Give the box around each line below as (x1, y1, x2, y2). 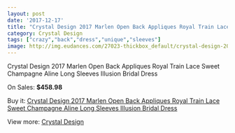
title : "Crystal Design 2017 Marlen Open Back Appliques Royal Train (7, 23, 215, 30)
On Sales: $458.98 (7, 83, 63, 91)
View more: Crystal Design (7, 118, 84, 126)
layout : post (7, 10, 45, 17)
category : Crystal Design (7, 29, 83, 37)
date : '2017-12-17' (7, 17, 64, 24)
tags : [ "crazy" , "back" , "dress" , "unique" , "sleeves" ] (7, 36, 161, 43)
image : (7, 43, 27, 50)
